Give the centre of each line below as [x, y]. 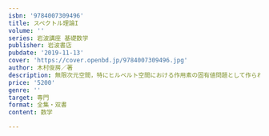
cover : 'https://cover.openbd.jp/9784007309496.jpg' [98, 61]
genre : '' [25, 90]
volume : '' [26, 30]
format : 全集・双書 [38, 105]
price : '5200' [32, 82]
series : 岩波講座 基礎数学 [48, 38]
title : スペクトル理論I [43, 23]
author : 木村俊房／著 [41, 68]
